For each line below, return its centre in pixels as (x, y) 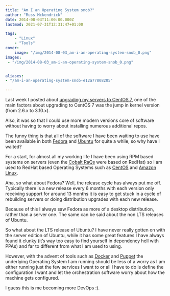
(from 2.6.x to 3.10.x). (28, 111)
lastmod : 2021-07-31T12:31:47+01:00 (44, 24)
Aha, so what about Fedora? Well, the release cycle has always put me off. (83, 183)
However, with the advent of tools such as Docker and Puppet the (74, 256)
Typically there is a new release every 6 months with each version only (80, 188)
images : (14, 57)
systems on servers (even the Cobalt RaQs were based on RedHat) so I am (84, 162)
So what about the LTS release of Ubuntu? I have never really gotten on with (85, 230)
